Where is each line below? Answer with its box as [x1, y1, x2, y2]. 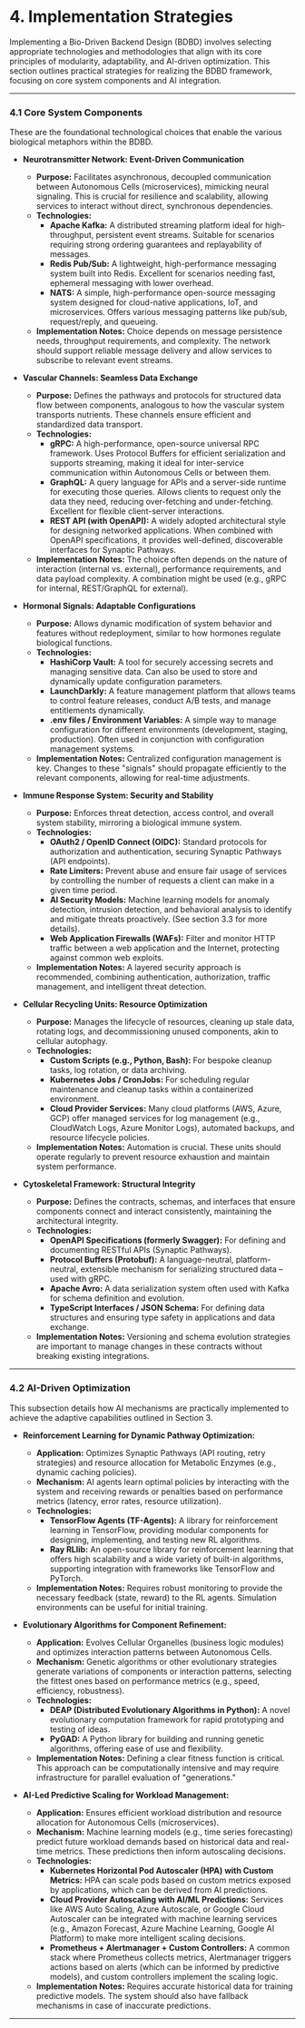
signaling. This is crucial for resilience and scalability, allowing [35, 191, 269, 202]
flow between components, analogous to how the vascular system [35, 399, 285, 410]
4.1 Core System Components [9, 106, 143, 119]
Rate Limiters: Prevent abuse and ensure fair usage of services [49, 865, 288, 877]
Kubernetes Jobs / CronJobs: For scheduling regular [49, 1074, 250, 1086]
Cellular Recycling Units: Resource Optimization [22, 999, 208, 1009]
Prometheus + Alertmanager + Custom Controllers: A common [49, 1942, 290, 1953]
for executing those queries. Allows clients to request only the [49, 487, 281, 497]
